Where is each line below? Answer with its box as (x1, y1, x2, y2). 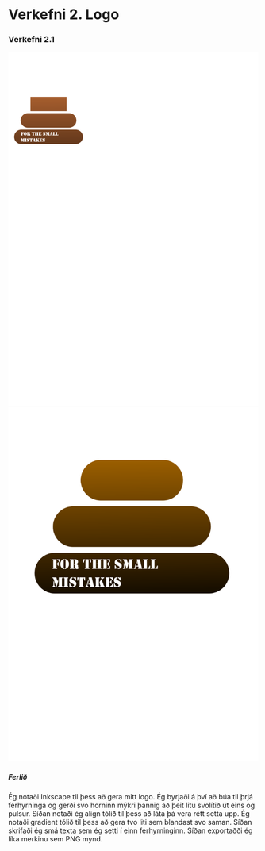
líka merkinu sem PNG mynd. (8, 834, 103, 844)
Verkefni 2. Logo (8, 6, 120, 24)
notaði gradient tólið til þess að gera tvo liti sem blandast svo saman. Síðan (8, 818, 252, 827)
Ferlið (8, 772, 28, 781)
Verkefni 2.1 (8, 34, 56, 45)
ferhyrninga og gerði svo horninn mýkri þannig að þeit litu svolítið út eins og (8, 800, 255, 811)
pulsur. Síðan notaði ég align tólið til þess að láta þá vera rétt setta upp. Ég (8, 809, 250, 818)
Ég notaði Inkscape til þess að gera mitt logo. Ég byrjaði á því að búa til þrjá (8, 792, 254, 802)
